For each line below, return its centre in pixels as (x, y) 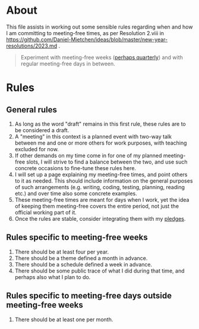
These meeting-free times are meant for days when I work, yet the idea (102, 199)
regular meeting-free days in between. (68, 64)
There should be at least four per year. (61, 252)
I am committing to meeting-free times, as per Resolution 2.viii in (85, 33)
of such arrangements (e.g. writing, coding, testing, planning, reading (100, 187)
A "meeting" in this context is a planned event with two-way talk (93, 136)
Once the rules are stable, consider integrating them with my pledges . (100, 218)
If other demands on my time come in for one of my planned (88, 155)
